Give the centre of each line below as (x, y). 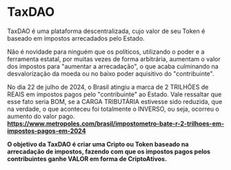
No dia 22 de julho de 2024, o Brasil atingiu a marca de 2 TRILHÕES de (108, 87)
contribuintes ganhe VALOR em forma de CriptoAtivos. (87, 158)
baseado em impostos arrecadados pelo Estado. (76, 38)
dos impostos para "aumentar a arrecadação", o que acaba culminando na (113, 66)
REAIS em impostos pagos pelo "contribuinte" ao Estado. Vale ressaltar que (114, 94)
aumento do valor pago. (41, 116)
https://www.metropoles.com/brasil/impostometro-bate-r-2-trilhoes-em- (116, 123)
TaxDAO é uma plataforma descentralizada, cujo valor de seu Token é (106, 31)
